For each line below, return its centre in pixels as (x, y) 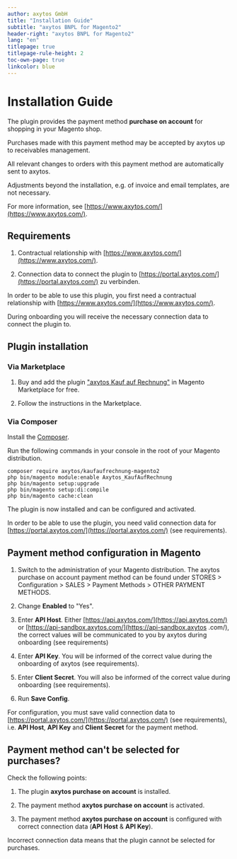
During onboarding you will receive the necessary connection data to (108, 317)
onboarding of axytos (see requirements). (78, 664)
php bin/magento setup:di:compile (58, 490)
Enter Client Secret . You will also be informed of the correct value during (124, 678)
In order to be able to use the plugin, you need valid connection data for (112, 523)
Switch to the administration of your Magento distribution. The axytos (119, 570)
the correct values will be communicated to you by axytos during (112, 635)
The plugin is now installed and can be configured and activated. (102, 509)
